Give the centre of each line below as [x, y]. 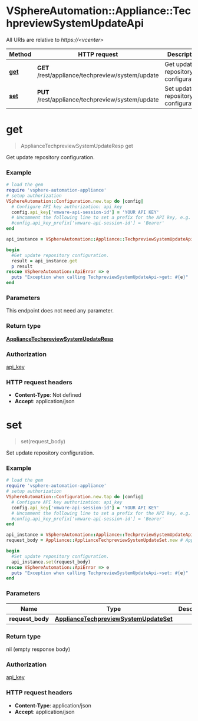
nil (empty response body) [38, 649]
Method [20, 54]
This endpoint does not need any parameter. [60, 311]
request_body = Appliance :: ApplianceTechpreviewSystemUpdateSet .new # [95, 541]
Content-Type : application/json [53, 705]
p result [22, 266]
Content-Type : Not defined [48, 395]
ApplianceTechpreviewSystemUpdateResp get [77, 146]
